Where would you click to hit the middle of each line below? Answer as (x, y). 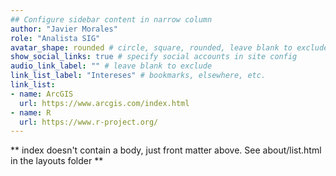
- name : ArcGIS (42, 94)
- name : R (31, 112)
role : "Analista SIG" (55, 38)
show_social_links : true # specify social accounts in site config (154, 57)
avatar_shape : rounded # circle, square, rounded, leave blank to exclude (169, 47)
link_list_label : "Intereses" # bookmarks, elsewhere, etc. (138, 76)
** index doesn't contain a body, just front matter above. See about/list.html (166, 150)
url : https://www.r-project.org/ (89, 122)
